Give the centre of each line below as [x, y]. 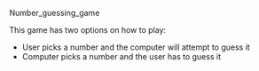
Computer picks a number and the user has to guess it [122, 56]
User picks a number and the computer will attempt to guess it [136, 47]
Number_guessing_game [55, 13]
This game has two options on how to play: [88, 30]
